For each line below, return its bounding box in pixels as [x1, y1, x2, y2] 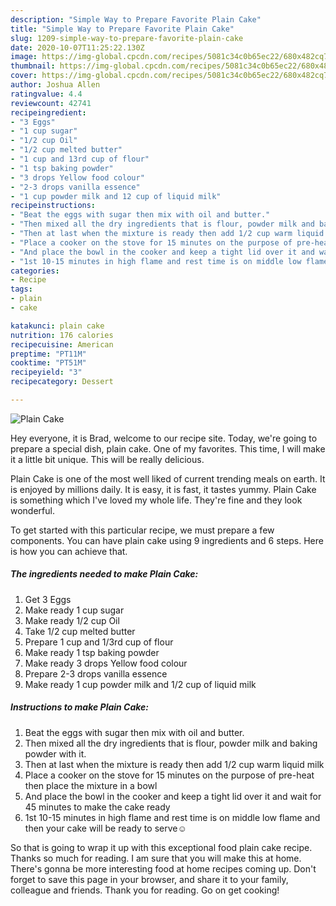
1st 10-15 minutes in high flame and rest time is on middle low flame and [24, 811, 321, 823]
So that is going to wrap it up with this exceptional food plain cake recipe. [10, 841, 313, 853]
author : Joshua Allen [10, 80, 101, 90]
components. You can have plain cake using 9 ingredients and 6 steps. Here [10, 534, 324, 546]
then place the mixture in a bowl [24, 779, 158, 791]
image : [10, 52, 38, 62]
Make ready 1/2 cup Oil [24, 614, 120, 626]
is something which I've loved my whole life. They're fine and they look [10, 494, 303, 506]
